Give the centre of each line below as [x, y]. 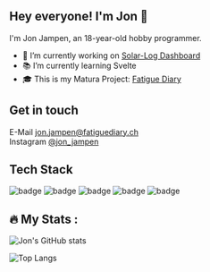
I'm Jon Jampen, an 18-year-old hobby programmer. [106, 38]
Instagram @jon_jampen [54, 141]
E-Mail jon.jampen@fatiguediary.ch [74, 132]
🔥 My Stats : [44, 219]
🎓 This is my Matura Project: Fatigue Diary [101, 79]
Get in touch [44, 110]
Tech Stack [41, 170]
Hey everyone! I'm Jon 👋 [79, 17]
